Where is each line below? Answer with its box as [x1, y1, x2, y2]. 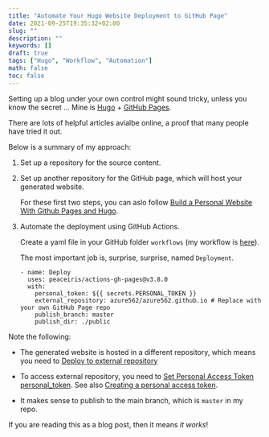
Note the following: [8, 332, 71, 341]
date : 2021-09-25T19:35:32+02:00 [8, 19, 120, 27]
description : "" [8, 34, 63, 43]
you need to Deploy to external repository [19, 356, 158, 365]
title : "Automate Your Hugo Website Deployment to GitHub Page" [8, 11, 228, 20]
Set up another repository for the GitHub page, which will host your [19, 173, 243, 183]
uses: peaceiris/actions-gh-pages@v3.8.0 [27, 275, 169, 283]
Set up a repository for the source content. [19, 158, 161, 167]
